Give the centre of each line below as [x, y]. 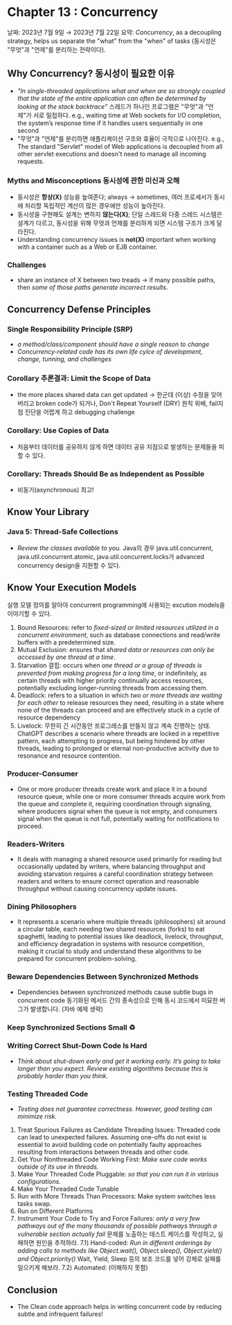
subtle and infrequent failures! [60, 1314]
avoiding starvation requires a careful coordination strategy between [115, 874]
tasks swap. [34, 1204]
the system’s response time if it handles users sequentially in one [110, 123]
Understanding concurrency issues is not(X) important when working [116, 240]
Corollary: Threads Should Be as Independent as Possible [106, 473]
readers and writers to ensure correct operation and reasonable [108, 881]
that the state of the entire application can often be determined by [111, 98]
